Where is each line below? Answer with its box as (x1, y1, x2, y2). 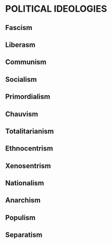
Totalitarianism (5, 127, 54, 135)
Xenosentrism (5, 161, 51, 170)
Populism (5, 213, 35, 222)
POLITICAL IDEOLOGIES (5, 3, 107, 15)
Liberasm (5, 40, 35, 49)
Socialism (5, 75, 37, 84)
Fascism (5, 23, 32, 32)
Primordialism (5, 93, 51, 101)
